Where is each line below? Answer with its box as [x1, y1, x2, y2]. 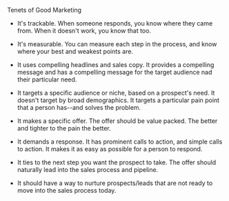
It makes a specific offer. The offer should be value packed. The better [17, 117, 218, 125]
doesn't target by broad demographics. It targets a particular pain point [17, 96, 219, 104]
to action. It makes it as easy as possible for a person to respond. [17, 145, 203, 153]
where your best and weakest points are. [17, 48, 133, 55]
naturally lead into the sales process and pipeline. [17, 166, 159, 173]
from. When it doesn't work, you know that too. [17, 27, 152, 35]
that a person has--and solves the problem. [17, 104, 141, 111]
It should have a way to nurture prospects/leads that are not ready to [17, 179, 213, 187]
